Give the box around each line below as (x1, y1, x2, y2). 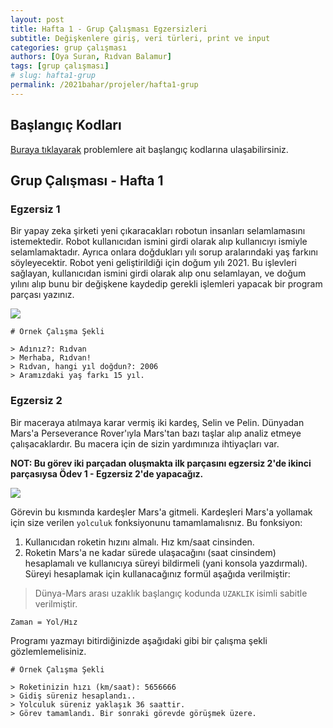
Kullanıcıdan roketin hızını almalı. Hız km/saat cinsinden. (24, 536, 255, 548)
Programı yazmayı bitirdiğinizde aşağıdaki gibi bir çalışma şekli (10, 634, 268, 646)
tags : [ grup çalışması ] (10, 61, 110, 71)
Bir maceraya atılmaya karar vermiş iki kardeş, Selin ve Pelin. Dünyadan (10, 416, 305, 428)
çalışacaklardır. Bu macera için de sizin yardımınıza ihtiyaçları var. (10, 437, 280, 450)
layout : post (10, 14, 65, 25)
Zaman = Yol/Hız (10, 617, 78, 627)
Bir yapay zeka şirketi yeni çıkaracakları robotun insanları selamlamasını (10, 225, 306, 237)
